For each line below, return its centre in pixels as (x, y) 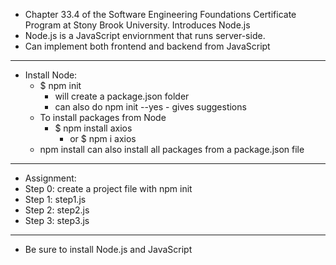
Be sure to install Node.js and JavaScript (108, 249)
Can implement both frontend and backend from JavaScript (147, 46)
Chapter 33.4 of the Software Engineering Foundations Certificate (160, 14)
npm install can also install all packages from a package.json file (172, 149)
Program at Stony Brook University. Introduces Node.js (137, 25)
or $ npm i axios (103, 138)
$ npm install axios (93, 128)
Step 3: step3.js (57, 220)
